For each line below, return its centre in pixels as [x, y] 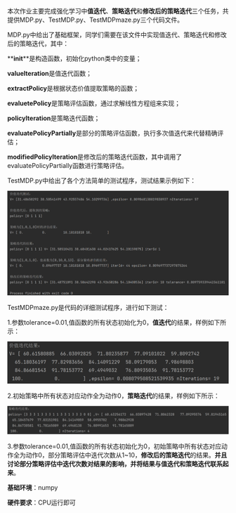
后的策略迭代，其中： [38, 44]
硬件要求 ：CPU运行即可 [41, 502]
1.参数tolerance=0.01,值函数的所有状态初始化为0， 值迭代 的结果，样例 [108, 323]
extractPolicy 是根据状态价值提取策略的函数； [73, 88]
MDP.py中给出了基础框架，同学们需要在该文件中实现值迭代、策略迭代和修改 [117, 35]
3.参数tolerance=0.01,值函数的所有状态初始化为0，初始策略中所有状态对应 [114, 446]
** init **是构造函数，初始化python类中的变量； [74, 58]
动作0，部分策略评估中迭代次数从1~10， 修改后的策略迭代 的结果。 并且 [126, 455]
